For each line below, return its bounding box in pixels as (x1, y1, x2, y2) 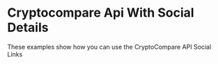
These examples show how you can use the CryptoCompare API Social (7, 42, 212, 51)
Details (7, 19, 49, 35)
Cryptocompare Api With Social (7, 5, 194, 21)
